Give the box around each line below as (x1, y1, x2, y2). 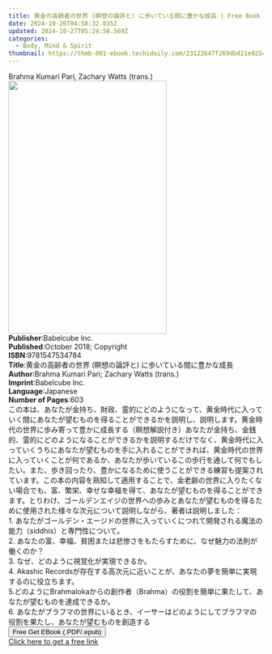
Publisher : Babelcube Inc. (8, 333, 94, 342)
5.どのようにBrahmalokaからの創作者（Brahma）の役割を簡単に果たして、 (8, 587, 257, 596)
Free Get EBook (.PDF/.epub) (12, 628, 102, 636)
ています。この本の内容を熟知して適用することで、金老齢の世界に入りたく (8, 475, 256, 485)
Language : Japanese (8, 386, 79, 396)
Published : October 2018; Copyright (8, 342, 128, 351)
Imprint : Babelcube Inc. (8, 378, 86, 387)
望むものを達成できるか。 (29, 597, 115, 606)
